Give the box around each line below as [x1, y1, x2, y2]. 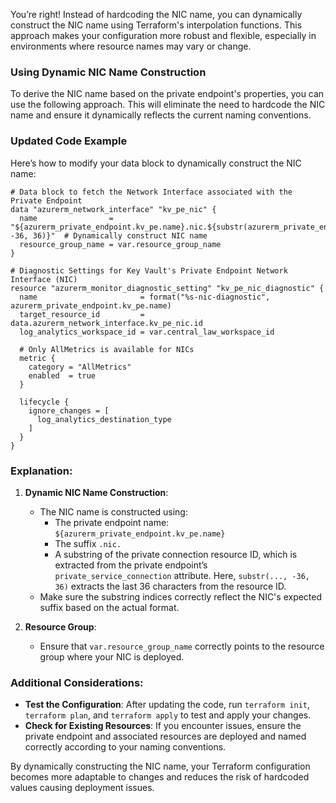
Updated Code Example [10, 134, 128, 148]
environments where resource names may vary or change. [10, 40, 252, 52]
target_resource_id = [19, 309, 145, 319]
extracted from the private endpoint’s [54, 559, 208, 571]
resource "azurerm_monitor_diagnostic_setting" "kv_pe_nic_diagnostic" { [10, 283, 325, 293]
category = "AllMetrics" [28, 362, 132, 372]
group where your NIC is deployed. [39, 650, 185, 663]
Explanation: [10, 464, 73, 478]
